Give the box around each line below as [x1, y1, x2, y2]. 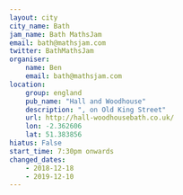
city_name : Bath [9, 22, 70, 31]
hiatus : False [9, 138, 63, 147]
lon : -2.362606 [25, 122, 83, 131]
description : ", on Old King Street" [25, 105, 167, 114]
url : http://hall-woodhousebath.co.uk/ [25, 113, 175, 122]
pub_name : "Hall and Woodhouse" [25, 96, 146, 106]
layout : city [9, 13, 58, 22]
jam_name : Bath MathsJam [9, 30, 102, 39]
